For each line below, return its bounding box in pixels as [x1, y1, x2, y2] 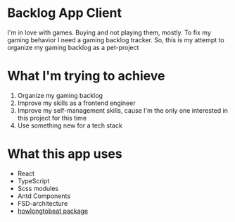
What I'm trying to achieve [7, 68, 165, 84]
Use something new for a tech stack [17, 121, 123, 130]
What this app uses [7, 146, 122, 162]
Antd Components [17, 192, 71, 200]
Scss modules [17, 184, 58, 192]
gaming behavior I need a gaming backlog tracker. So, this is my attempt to [7, 35, 224, 44]
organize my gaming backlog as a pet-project [7, 43, 139, 51]
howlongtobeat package [17, 206, 89, 215]
